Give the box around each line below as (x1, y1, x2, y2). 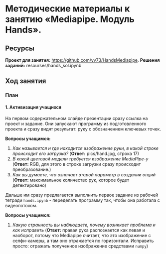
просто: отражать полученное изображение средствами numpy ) (12, 243, 149, 249)
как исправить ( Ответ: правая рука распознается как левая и (12, 227, 146, 233)
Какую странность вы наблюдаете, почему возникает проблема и (12, 222, 156, 228)
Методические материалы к (5, 3, 130, 14)
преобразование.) (12, 166, 51, 172)
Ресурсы (5, 44, 35, 52)
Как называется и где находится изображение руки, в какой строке (12, 145, 159, 151)
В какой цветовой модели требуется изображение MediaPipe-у (12, 155, 149, 162)
